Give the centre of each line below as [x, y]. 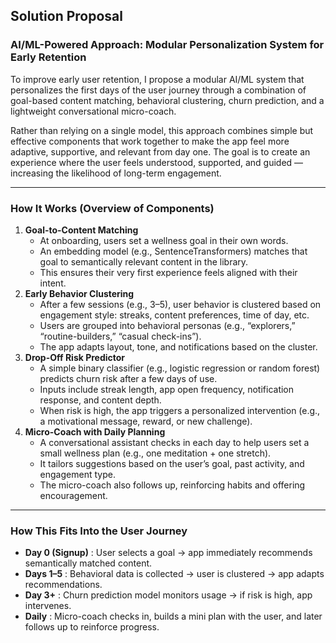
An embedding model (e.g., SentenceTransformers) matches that [173, 251]
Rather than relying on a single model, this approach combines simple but [162, 130]
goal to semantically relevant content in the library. [144, 261]
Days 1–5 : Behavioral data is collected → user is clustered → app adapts [174, 574]
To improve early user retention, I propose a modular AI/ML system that [157, 79]
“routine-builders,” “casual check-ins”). [120, 336]
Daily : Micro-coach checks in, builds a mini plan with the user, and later [173, 616]
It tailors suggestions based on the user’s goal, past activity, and [172, 463]
